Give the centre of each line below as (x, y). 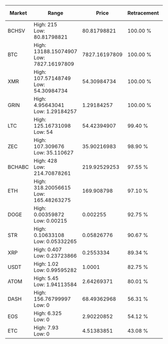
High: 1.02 (46, 264)
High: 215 (45, 24)
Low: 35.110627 (54, 153)
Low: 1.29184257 (55, 111)
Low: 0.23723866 (55, 256)
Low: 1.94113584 (55, 284)
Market (18, 13)
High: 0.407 (48, 249)
